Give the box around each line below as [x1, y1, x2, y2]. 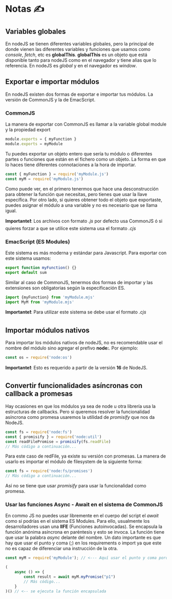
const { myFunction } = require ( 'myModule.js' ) [5, 171, 109, 177]
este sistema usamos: [5, 255, 51, 261]
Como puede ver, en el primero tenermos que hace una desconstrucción [5, 185, 159, 192]
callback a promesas [5, 390, 73, 398]
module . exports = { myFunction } [5, 136, 77, 142]
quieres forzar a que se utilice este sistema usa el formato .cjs [5, 225, 136, 231]
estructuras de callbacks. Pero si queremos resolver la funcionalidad [5, 409, 150, 415]
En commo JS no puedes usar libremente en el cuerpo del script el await [5, 513, 159, 519]
